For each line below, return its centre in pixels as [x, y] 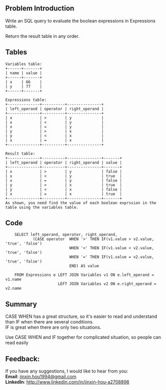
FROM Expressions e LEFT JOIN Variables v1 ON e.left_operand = [84, 275]
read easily [17, 343]
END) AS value [84, 266]
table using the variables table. [42, 207]
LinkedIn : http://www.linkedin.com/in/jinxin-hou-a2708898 [67, 382]
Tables [16, 52]
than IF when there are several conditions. [50, 322]
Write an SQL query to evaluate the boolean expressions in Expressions [80, 20]
